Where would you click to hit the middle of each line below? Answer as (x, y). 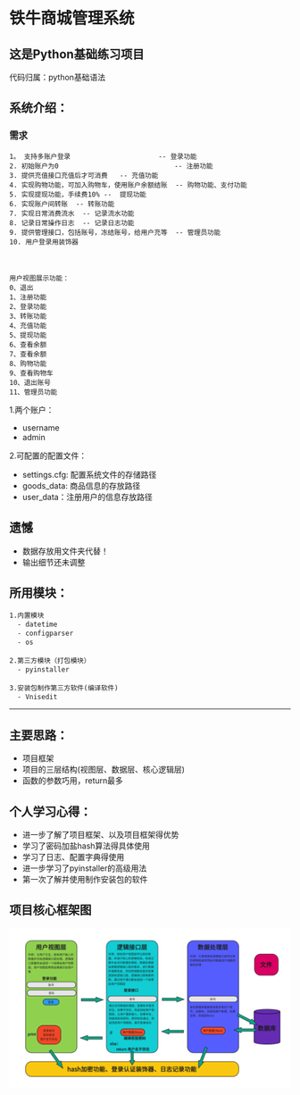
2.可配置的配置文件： (48, 456)
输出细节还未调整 (54, 562)
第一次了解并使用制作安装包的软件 (85, 879)
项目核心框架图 (50, 911)
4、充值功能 (28, 326)
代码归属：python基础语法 (57, 77)
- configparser (46, 634)
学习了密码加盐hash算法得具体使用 (86, 846)
